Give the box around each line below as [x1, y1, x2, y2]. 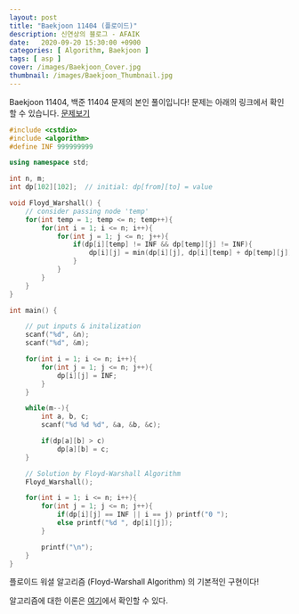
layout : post [9, 12, 58, 22]
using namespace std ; [9, 158, 90, 168]
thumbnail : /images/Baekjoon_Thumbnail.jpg [9, 71, 174, 80]
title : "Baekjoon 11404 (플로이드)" [9, 21, 138, 30]
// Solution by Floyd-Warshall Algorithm [25, 469, 181, 478]
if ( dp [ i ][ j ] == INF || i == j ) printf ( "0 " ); [56, 510, 229, 520]
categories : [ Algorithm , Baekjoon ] [9, 46, 149, 55]
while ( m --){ [25, 404, 69, 413]
